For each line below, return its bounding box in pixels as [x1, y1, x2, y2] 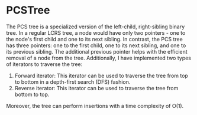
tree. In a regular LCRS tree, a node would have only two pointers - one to [6, 29, 186, 36]
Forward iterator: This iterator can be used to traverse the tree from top [14, 72, 188, 79]
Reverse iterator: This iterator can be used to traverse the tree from [14, 84, 179, 91]
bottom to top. [14, 91, 50, 98]
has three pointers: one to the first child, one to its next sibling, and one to [6, 42, 186, 49]
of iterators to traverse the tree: [6, 60, 83, 68]
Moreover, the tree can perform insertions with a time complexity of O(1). [6, 102, 184, 109]
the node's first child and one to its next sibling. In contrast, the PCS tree [6, 35, 183, 42]
